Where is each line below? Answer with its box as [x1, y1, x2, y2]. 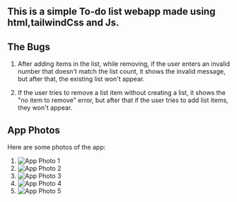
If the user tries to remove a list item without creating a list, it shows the [17, 89, 226, 97]
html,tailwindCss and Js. [7, 17, 120, 29]
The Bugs [7, 40, 51, 52]
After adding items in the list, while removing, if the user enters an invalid [17, 60, 231, 68]
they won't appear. [17, 103, 73, 112]
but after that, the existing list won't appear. [17, 74, 145, 84]
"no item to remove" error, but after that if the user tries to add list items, [17, 96, 229, 105]
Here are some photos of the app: [7, 143, 106, 152]
